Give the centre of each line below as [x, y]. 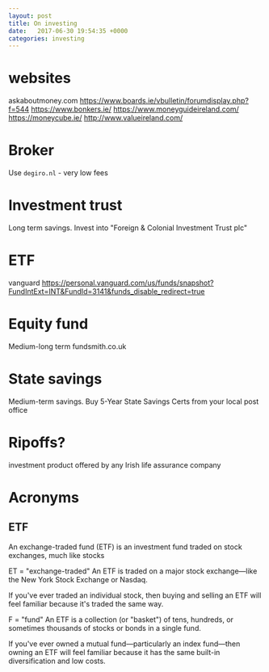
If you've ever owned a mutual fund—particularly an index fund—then [124, 644]
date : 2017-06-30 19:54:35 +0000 [68, 31]
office [18, 409]
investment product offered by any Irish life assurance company [115, 464]
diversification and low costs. [57, 661]
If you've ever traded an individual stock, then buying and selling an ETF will [135, 595]
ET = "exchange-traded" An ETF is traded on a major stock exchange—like [133, 571]
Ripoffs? [37, 443]
